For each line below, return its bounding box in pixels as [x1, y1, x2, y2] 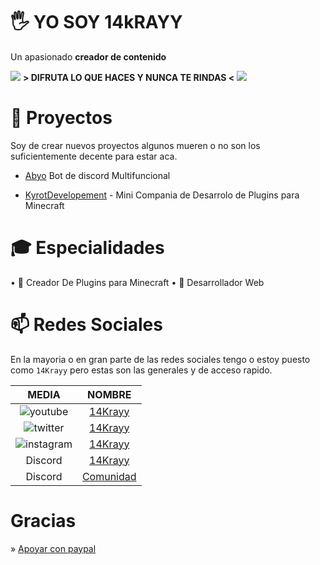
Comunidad [81, 469, 137, 483]
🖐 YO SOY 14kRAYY [10, 11, 183, 34]
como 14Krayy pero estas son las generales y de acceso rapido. [10, 364, 273, 376]
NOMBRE [87, 387, 132, 401]
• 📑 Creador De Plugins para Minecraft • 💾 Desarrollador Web [10, 276, 265, 288]
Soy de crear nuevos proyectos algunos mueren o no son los [10, 139, 261, 151]
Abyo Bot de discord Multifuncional [24, 169, 171, 181]
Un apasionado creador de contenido [10, 50, 167, 63]
